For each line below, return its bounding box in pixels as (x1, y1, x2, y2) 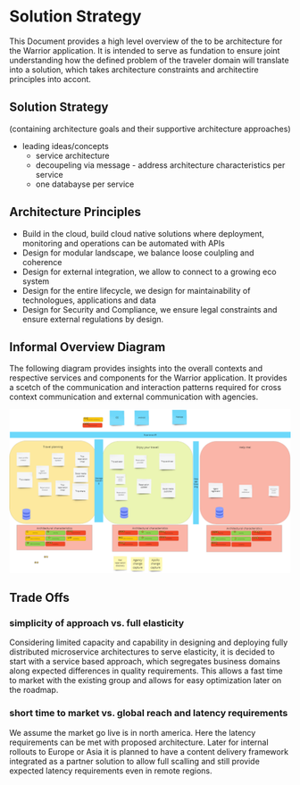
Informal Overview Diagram (9, 339, 166, 355)
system (21, 275, 50, 287)
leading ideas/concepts (21, 140, 109, 151)
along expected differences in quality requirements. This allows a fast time (9, 665, 283, 676)
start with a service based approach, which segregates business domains (9, 656, 281, 667)
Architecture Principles (9, 205, 141, 220)
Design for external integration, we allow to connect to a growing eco (21, 266, 277, 277)
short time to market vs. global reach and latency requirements (9, 707, 288, 720)
